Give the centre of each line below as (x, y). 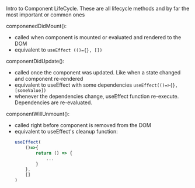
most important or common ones (46, 15)
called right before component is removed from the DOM (83, 125)
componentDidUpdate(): (35, 61)
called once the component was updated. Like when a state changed (97, 72)
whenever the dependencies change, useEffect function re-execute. (97, 96)
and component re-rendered (49, 79)
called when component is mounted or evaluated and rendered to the (98, 37)
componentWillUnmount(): (38, 114)
